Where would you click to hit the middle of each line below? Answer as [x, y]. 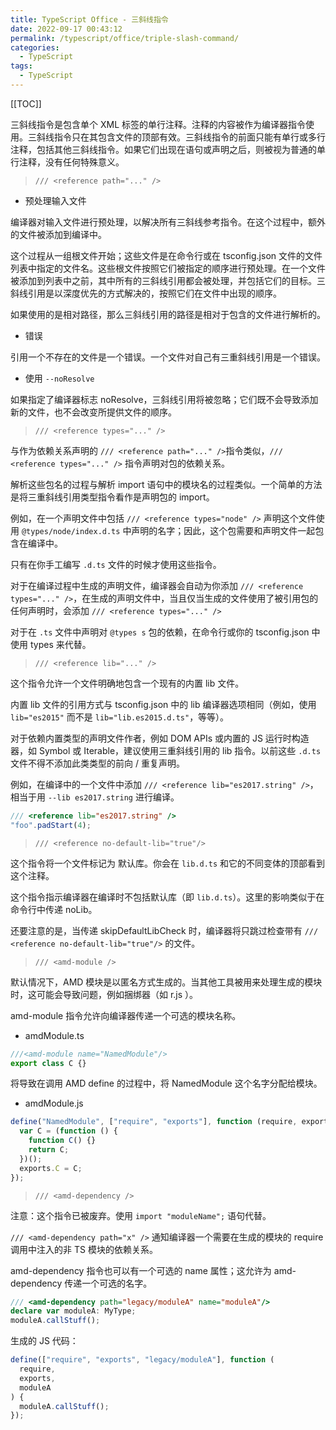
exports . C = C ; [51, 1168]
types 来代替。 [60, 644]
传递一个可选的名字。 [108, 1283]
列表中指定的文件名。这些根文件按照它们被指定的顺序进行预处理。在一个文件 [168, 268]
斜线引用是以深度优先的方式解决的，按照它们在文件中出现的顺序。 [146, 293]
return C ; [49, 1150]
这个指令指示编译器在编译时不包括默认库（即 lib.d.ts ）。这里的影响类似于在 [167, 897]
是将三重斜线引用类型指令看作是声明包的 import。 [112, 497]
